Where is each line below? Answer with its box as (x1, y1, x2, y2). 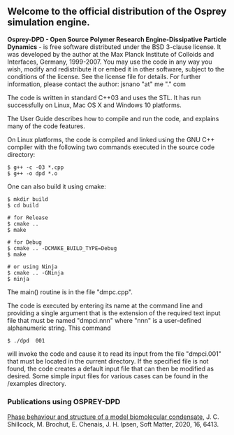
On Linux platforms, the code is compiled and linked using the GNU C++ (7, 135, 215, 144)
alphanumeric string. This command (7, 324, 111, 332)
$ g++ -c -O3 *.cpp (7, 164, 64, 171)
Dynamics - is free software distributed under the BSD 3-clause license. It (7, 42, 221, 51)
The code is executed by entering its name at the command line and (7, 301, 203, 310)
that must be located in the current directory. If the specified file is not (7, 357, 209, 365)
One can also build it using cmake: (7, 182, 106, 191)
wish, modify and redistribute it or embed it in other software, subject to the (7, 64, 225, 73)
